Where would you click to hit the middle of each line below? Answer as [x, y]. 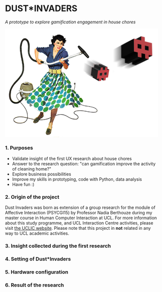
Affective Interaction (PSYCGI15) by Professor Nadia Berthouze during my [79, 213]
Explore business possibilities [41, 174]
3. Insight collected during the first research [58, 246]
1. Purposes [19, 148]
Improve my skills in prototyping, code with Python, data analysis [77, 179]
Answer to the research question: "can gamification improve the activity [84, 164]
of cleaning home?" [32, 169]
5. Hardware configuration [37, 272]
